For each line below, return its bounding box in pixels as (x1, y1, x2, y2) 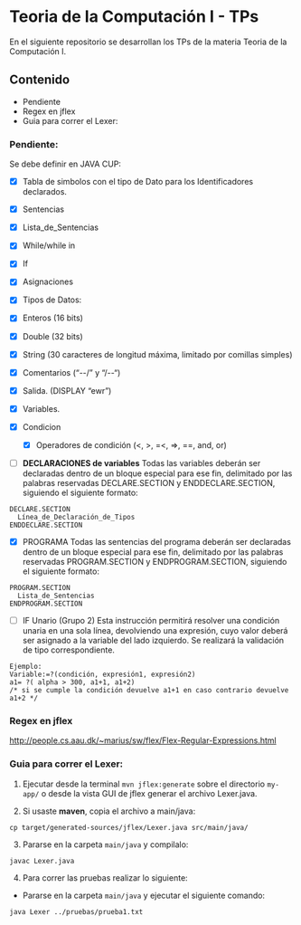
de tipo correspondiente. (22, 644, 116, 655)
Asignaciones (22, 276, 74, 287)
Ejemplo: (9, 663, 42, 672)
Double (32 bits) (22, 330, 83, 341)
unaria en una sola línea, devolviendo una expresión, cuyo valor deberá (22, 625, 288, 636)
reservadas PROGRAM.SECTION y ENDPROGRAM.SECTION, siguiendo (22, 557, 287, 567)
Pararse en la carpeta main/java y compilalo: (22, 839, 189, 850)
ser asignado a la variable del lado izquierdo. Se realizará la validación (22, 635, 285, 646)
